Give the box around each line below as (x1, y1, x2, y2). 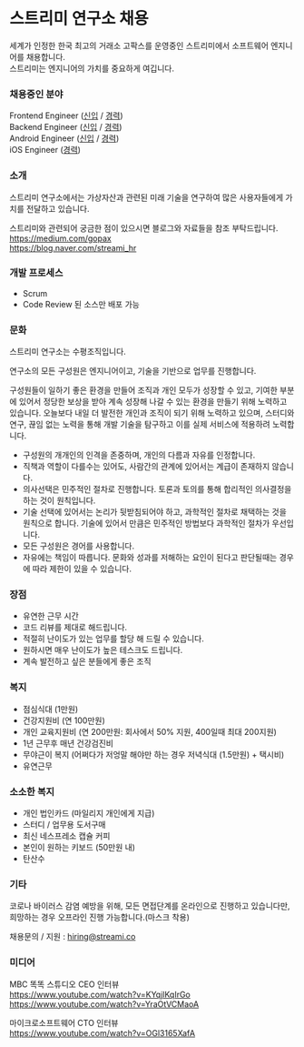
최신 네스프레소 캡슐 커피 (22, 831, 111, 841)
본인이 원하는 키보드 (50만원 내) (22, 842, 136, 853)
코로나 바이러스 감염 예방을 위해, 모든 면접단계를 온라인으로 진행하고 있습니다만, (9, 901, 290, 911)
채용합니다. (25, 51, 66, 62)
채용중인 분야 (9, 87, 64, 100)
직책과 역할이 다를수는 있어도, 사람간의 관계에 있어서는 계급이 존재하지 (22, 461, 270, 472)
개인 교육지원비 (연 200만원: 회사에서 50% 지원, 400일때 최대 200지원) (22, 726, 277, 737)
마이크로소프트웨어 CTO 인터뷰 (9, 1017, 119, 1028)
